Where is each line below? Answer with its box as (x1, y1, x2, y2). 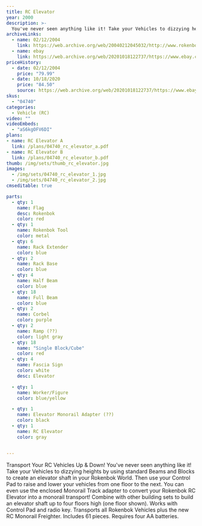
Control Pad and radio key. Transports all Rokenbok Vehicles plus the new (6, 506, 189, 513)
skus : (6, 93, 20, 99)
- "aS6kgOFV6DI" (11, 127, 52, 133)
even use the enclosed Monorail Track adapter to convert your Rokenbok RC (6, 487, 196, 494)
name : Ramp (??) (17, 328, 58, 334)
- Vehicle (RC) (11, 110, 50, 116)
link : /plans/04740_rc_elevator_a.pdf (11, 143, 109, 150)
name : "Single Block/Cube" (17, 345, 85, 351)
